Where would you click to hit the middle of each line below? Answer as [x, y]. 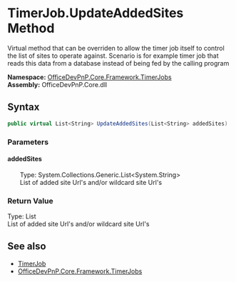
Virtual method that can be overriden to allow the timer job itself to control [116, 48]
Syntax [24, 107]
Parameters [28, 142]
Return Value [30, 201]
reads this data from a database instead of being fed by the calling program [118, 63]
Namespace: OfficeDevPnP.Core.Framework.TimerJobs [90, 77]
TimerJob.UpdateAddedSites [96, 13]
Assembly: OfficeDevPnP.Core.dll [57, 84]
